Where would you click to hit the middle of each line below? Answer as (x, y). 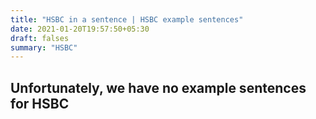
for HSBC (40, 103)
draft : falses (40, 38)
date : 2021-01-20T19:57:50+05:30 (80, 29)
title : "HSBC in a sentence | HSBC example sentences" (127, 19)
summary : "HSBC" (44, 47)
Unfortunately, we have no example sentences (158, 87)
